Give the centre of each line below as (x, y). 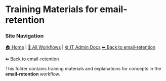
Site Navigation (25, 36)
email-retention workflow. (33, 74)
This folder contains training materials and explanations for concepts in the (83, 69)
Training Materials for (52, 9)
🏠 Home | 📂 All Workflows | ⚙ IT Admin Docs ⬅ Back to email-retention (80, 47)
